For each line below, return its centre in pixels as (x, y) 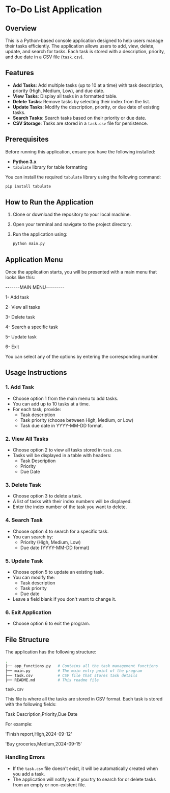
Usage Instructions (36, 372)
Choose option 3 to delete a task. (47, 496)
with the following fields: (31, 705)
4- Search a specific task (32, 327)
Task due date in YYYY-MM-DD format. (62, 425)
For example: (19, 724)
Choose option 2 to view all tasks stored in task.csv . (68, 450)
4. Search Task (24, 520)
